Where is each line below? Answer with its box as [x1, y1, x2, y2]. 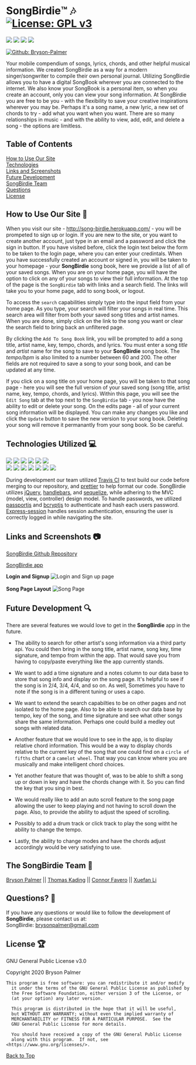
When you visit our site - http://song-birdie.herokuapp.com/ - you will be [6, 225, 181, 232]
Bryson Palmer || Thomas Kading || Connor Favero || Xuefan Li [6, 876, 157, 883]
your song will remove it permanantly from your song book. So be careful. [6, 421, 184, 428]
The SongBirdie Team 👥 [6, 861, 93, 871]
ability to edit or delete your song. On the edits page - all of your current [6, 402, 180, 409]
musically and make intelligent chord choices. [14, 761, 125, 767]
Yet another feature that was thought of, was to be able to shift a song [14, 772, 183, 779]
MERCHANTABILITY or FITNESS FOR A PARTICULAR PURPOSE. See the [11, 1016, 171, 1022]
